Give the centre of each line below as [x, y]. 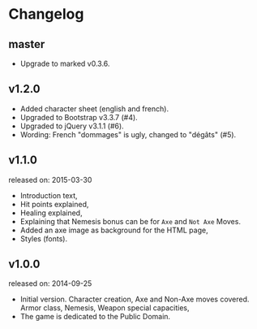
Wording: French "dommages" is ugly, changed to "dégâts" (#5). [128, 134]
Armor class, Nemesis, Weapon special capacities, [105, 308]
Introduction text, [49, 195]
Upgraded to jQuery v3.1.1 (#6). [72, 126]
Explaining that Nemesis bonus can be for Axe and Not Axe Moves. [131, 221]
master [27, 44]
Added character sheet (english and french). [94, 108]
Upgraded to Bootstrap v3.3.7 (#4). [79, 117]
